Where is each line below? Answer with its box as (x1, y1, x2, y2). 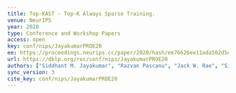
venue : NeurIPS (7, 17, 52, 24)
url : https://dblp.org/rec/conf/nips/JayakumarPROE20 (7, 56, 169, 63)
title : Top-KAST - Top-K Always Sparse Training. (7, 10, 156, 17)
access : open (7, 36, 46, 43)
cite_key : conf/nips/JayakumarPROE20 (7, 75, 118, 83)
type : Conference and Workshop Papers (7, 29, 121, 37)
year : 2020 (7, 23, 39, 30)
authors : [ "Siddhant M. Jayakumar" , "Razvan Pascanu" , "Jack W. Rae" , (7, 62, 218, 69)
